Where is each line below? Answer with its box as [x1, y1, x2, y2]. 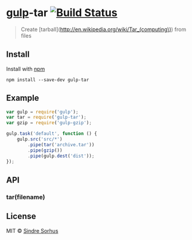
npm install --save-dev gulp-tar [6, 76, 89, 83]
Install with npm [6, 65, 45, 72]
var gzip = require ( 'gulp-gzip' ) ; [6, 120, 92, 126]
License [6, 211, 36, 221]
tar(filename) [6, 193, 45, 201]
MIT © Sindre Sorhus [6, 227, 58, 234]
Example [6, 93, 39, 103]
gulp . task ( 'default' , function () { [6, 131, 97, 137]
